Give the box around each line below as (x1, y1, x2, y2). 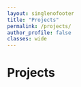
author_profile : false (7, 29, 71, 36)
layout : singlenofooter (7, 10, 75, 17)
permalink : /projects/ (7, 23, 71, 29)
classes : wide (7, 36, 48, 42)
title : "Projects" (7, 16, 59, 23)
